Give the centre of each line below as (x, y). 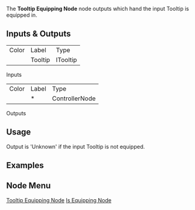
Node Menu (29, 186)
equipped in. (22, 15)
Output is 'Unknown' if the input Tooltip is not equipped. (76, 146)
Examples (25, 165)
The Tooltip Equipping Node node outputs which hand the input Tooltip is (98, 9)
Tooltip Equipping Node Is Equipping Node (59, 200)
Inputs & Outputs (39, 34)
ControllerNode (74, 98)
